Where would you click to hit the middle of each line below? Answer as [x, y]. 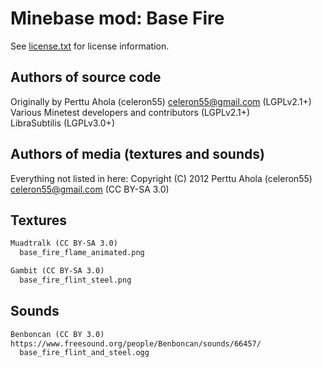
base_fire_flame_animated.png [82, 253]
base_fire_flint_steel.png [75, 280]
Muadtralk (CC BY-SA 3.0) [64, 243]
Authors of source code [86, 77]
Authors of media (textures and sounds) [137, 154]
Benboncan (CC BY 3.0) [57, 334]
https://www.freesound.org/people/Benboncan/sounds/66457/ [136, 343]
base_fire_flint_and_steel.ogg [84, 353]
